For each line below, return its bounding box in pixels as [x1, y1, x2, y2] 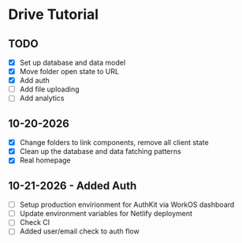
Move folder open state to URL [19, 67, 120, 77]
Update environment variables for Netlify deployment [19, 209, 193, 219]
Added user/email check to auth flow [19, 226, 140, 236]
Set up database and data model [19, 58, 126, 67]
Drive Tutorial [8, 6, 99, 24]
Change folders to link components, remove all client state [19, 138, 209, 148]
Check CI [19, 218, 50, 227]
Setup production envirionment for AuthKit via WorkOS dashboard [19, 200, 235, 210]
